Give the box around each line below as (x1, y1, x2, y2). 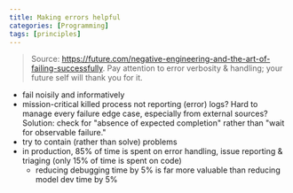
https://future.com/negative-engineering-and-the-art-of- (61, 54, 271, 65)
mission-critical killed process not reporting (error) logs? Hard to (21, 99, 258, 110)
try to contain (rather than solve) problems (21, 136, 178, 147)
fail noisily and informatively (21, 89, 125, 100)
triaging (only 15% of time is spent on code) (21, 156, 182, 166)
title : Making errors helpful (9, 12, 122, 22)
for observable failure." (21, 127, 107, 138)
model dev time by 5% (35, 174, 118, 185)
